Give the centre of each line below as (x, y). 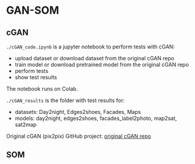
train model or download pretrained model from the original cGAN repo (102, 64)
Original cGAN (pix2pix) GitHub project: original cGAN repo (78, 136)
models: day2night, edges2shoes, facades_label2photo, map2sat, (96, 118)
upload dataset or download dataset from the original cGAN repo (95, 58)
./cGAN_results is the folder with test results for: (66, 100)
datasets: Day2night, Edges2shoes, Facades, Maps (78, 112)
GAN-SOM (33, 10)
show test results (36, 77)
